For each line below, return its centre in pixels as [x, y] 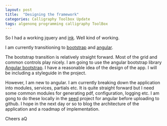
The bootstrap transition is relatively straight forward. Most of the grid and [81, 57]
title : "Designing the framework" [42, 14]
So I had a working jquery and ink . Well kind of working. [62, 38]
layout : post [19, 10]
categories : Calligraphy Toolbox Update [48, 19]
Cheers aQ [16, 119]
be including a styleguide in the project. [46, 73]
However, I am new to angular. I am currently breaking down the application [83, 83]
